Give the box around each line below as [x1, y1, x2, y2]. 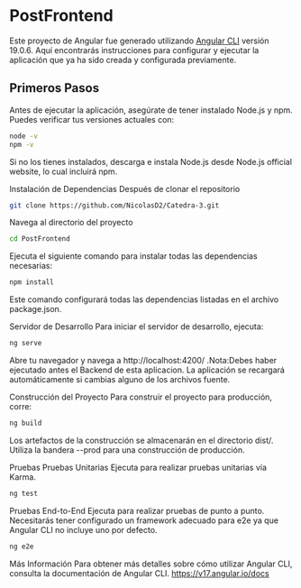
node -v [9, 132, 39, 141]
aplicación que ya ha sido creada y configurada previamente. [9, 54, 237, 65]
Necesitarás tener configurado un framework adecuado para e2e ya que [9, 515, 279, 526]
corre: [9, 401, 32, 411]
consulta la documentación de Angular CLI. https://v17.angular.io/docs [9, 567, 269, 578]
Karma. [9, 471, 36, 482]
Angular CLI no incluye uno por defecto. [9, 524, 158, 535]
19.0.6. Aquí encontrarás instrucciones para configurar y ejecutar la [9, 44, 260, 55]
